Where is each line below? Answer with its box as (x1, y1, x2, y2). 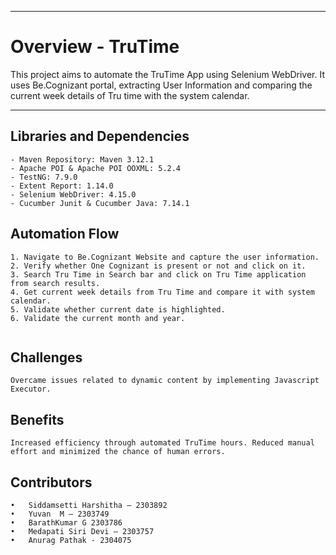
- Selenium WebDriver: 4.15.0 (10, 189, 137, 200)
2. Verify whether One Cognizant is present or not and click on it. (10, 261, 307, 271)
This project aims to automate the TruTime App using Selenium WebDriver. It (10, 68, 326, 80)
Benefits (10, 411, 65, 428)
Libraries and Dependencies (10, 128, 190, 145)
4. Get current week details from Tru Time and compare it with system (10, 287, 315, 297)
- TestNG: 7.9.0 (10, 172, 78, 182)
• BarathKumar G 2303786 (10, 518, 123, 528)
